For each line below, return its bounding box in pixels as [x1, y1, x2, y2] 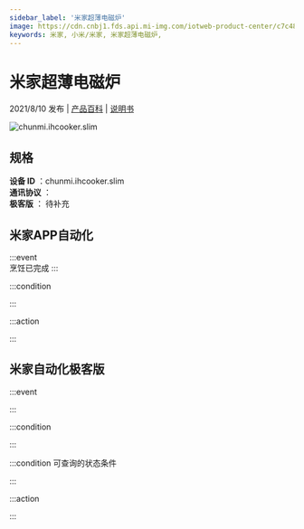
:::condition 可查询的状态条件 [9, 458, 118, 468]
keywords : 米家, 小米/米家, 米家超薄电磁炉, [9, 30, 163, 39]
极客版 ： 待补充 [9, 198, 70, 209]
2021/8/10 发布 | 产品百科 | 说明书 [9, 103, 134, 114]
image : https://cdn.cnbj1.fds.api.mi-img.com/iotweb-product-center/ [9, 22, 278, 31]
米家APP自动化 [9, 227, 93, 242]
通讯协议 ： [9, 187, 52, 198]
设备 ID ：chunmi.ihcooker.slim [9, 175, 125, 186]
